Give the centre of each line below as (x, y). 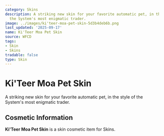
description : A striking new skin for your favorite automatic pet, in (79, 14)
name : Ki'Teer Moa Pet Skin (34, 32)
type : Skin (16, 59)
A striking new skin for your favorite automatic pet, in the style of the (74, 97)
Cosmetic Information (39, 117)
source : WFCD (18, 37)
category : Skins (21, 10)
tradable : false (21, 55)
